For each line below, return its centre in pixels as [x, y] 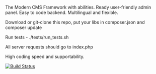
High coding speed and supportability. [45, 56]
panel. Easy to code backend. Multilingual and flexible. [62, 12]
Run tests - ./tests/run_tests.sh [37, 37]
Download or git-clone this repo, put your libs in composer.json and [75, 22]
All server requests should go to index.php [49, 47]
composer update [24, 27]
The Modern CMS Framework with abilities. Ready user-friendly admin [78, 7]
